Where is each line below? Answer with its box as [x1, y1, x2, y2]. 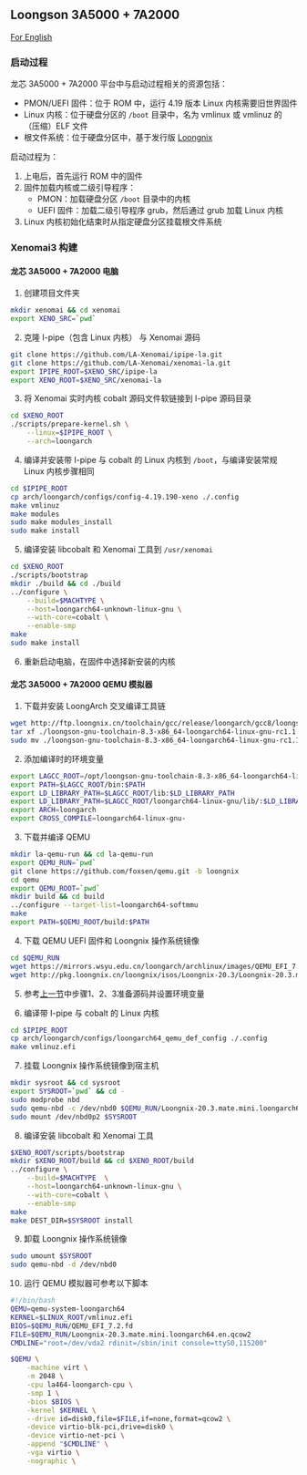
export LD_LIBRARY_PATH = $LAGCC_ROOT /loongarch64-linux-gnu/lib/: [10, 797, 263, 806]
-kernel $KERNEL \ [26, 1406, 97, 1415]
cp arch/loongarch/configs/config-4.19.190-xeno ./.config [10, 492, 240, 501]
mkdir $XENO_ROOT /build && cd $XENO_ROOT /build [10, 1157, 195, 1166]
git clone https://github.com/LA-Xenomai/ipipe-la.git [10, 350, 223, 359]
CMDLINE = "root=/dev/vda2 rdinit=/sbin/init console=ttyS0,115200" [10, 1338, 268, 1347]
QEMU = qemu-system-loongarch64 [10, 1305, 126, 1314]
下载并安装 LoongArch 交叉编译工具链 [23, 701, 167, 712]
